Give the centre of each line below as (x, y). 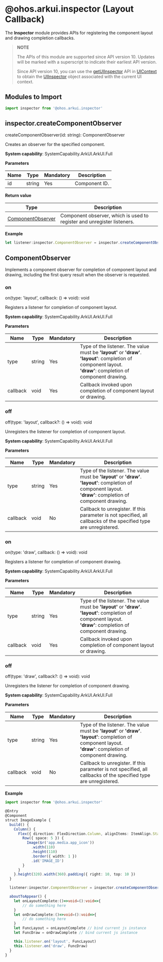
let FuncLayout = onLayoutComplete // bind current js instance (80, 928)
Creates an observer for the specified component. (55, 144)
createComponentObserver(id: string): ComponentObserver (65, 135)
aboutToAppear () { (28, 897)
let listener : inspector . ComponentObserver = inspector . (63, 243)
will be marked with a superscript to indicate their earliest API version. (87, 62)
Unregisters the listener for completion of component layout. (65, 431)
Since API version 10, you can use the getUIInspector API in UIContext (87, 71)
